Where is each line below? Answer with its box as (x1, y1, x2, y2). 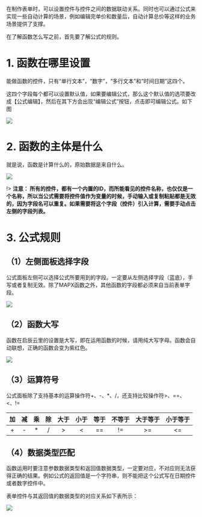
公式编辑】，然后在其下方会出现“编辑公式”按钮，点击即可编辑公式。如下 (16, 98, 193, 105)
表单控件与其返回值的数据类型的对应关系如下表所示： (6, 492, 138, 500)
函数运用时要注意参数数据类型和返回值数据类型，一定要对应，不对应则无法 (6, 465, 191, 472)
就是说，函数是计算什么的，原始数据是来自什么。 (6, 161, 127, 168)
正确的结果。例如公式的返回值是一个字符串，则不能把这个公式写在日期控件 (11, 472, 196, 480)
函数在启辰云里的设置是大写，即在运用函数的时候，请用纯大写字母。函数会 (6, 336, 191, 344)
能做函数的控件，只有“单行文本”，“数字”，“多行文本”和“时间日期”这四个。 (6, 77, 188, 84)
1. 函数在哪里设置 (6, 57, 91, 70)
